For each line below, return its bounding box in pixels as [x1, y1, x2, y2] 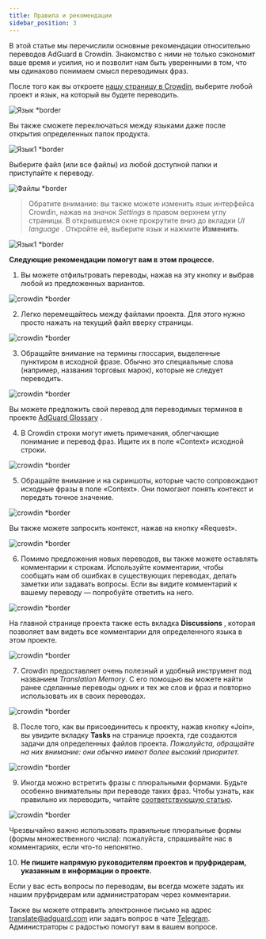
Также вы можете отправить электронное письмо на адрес [9, 905, 212, 914]
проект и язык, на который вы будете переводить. [9, 90, 180, 99]
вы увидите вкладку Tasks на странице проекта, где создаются [20, 730, 237, 739]
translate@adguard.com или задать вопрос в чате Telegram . [9, 913, 211, 923]
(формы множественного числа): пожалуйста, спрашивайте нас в [9, 834, 233, 843]
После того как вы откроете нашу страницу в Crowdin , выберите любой [9, 81, 253, 91]
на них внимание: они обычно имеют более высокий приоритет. [20, 746, 240, 757]
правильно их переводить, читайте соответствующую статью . [20, 794, 233, 804]
